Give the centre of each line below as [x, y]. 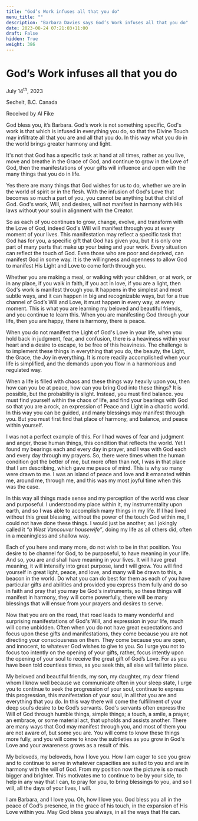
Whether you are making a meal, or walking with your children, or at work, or [99, 277]
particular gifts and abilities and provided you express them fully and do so [97, 585]
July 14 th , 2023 [24, 90]
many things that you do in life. [44, 174]
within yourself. [25, 426]
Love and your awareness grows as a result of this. [68, 746]
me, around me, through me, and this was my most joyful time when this [94, 480]
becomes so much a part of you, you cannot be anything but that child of [95, 198]
